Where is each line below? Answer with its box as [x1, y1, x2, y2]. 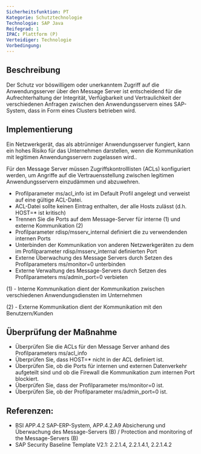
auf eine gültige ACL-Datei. [15, 196, 83, 203]
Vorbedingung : [6, 43, 42, 49]
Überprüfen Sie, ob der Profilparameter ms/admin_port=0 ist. [15, 388, 168, 395]
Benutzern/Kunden [6, 309, 53, 317]
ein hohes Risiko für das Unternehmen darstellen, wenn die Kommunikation [6, 146, 194, 154]
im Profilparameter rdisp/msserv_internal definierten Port [15, 248, 157, 255]
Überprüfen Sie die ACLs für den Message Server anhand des [15, 343, 170, 350]
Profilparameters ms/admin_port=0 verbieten [15, 273, 128, 280]
